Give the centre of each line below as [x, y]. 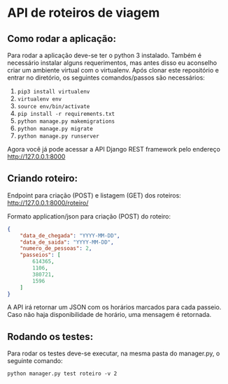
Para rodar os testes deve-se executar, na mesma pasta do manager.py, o [114, 353]
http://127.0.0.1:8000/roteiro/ [48, 202]
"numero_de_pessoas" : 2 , [56, 249]
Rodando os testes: [50, 337]
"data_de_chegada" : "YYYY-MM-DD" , [70, 235]
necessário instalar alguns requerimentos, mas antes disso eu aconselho [112, 63]
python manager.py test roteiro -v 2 [62, 374]
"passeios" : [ [40, 255]
